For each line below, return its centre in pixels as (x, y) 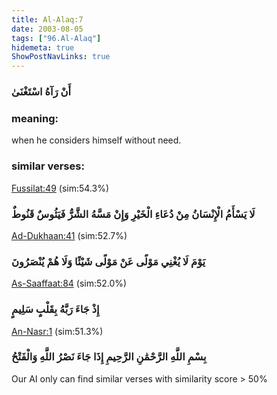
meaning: (35, 118)
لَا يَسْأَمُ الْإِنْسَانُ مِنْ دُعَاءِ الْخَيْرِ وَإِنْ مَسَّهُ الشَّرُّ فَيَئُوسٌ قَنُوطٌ (133, 214)
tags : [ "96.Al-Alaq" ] (56, 38)
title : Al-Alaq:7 (47, 19)
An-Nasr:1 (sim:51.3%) (57, 331)
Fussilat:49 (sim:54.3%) (60, 188)
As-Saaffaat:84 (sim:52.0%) (69, 283)
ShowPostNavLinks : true (61, 57)
